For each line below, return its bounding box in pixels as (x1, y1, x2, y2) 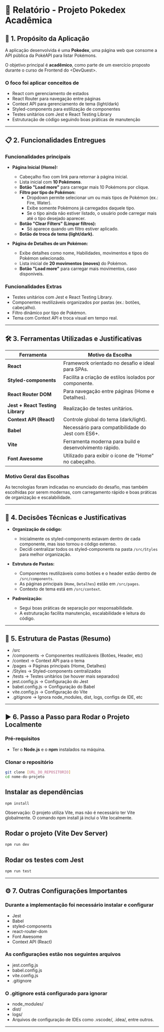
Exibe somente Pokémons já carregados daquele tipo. (26, 205, 136, 211)
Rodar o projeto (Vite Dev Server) (5, 829, 108, 837)
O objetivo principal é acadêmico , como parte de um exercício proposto (5, 62, 150, 68)
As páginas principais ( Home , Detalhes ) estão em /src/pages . (19, 581, 140, 587)
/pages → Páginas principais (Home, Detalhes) (12, 663, 106, 669)
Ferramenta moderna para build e (63, 438, 140, 445)
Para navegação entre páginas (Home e (63, 388, 155, 395)
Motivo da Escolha (87, 351, 132, 358)
